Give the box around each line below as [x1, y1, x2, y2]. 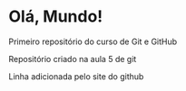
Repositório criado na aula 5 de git [8, 53, 137, 64]
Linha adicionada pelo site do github [8, 70, 144, 82]
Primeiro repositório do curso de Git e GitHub [8, 36, 178, 47]
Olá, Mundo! [8, 6, 103, 27]
